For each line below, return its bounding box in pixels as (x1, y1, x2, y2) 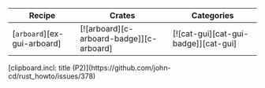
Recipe (28, 10, 56, 20)
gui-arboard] (12, 38, 62, 49)
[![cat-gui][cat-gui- (172, 28, 249, 38)
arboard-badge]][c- (80, 33, 158, 44)
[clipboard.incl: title (8, 63, 71, 72)
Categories (191, 10, 234, 20)
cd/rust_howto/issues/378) (8, 71, 96, 81)
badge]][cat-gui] (172, 38, 237, 49)
